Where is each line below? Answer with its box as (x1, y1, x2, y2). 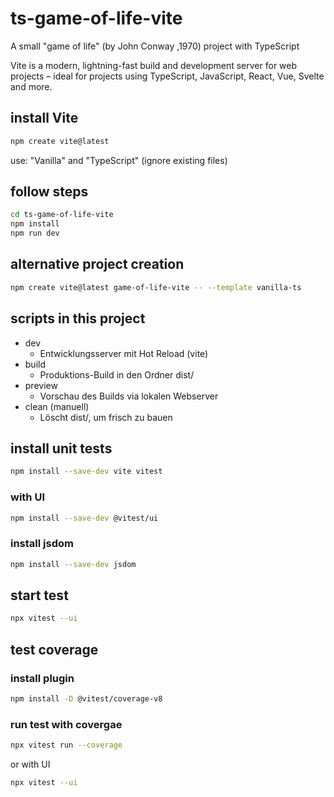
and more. (10, 80, 53, 92)
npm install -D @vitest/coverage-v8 (10, 693, 163, 704)
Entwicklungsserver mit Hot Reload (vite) (39, 347, 209, 359)
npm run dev (10, 228, 60, 239)
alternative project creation (10, 256, 185, 273)
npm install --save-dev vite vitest (10, 467, 163, 477)
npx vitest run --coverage (10, 740, 123, 751)
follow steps (10, 183, 89, 201)
